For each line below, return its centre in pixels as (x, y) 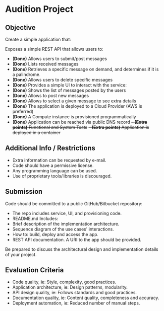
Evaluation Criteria (34, 270)
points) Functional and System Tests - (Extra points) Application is (81, 127)
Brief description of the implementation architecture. (66, 224)
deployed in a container (36, 132)
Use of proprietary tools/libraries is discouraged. (62, 176)
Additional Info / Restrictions (50, 148)
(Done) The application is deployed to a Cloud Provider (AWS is (77, 106)
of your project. (21, 254)
